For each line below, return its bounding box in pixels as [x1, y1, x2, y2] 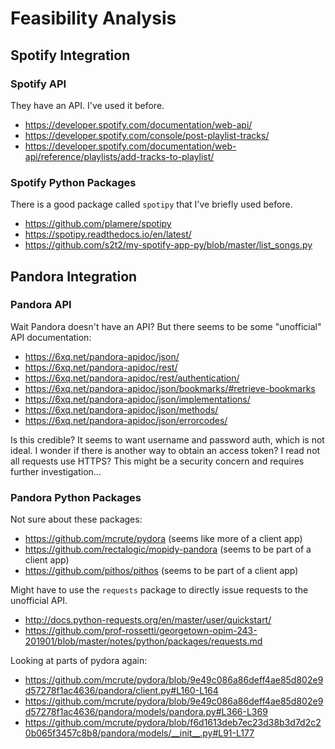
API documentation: [10, 331, 92, 343]
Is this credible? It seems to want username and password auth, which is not [10, 433, 325, 446]
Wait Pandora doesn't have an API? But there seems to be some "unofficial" [10, 320, 322, 332]
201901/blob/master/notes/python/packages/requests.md [24, 635, 263, 647]
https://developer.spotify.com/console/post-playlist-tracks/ [24, 129, 270, 141]
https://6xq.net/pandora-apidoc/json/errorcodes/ [24, 414, 228, 426]
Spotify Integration [10, 47, 131, 64]
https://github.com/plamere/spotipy [24, 218, 172, 230]
